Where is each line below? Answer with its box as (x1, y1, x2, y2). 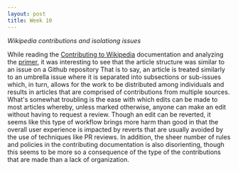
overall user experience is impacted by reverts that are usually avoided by (7, 125, 224, 134)
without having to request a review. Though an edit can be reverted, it (7, 110, 211, 119)
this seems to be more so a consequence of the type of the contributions (7, 148, 222, 156)
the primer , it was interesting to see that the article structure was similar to (7, 57, 225, 66)
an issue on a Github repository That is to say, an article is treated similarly (7, 65, 226, 73)
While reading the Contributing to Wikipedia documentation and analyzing (7, 50, 224, 59)
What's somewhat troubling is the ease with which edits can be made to (7, 95, 218, 103)
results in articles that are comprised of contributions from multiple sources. (7, 88, 230, 96)
